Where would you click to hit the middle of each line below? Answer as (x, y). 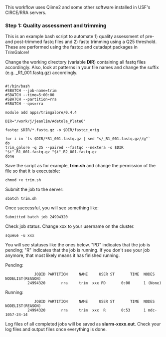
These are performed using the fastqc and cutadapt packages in (72, 47)
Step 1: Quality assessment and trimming (56, 26)
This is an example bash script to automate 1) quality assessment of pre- (80, 37)
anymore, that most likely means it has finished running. (63, 255)
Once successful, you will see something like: (52, 208)
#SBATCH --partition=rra (31, 100)
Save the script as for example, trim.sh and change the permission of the (81, 166)
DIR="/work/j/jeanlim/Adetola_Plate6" (45, 121)
